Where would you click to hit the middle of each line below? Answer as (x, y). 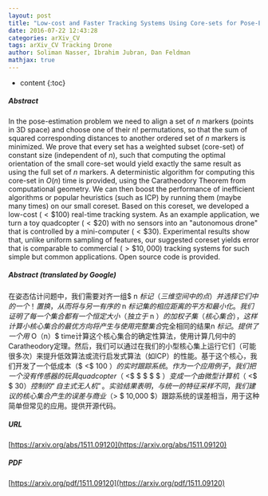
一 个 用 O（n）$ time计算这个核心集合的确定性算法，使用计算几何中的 (122, 336)
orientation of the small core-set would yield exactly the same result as (125, 163)
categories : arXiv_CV (44, 38)
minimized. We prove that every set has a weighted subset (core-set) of (126, 146)
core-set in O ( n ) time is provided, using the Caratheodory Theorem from (127, 180)
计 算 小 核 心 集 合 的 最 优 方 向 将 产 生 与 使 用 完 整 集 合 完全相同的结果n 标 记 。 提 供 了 (134, 326)
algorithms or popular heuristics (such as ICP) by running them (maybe (125, 197)
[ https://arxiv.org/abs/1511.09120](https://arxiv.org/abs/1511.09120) (118, 444)
